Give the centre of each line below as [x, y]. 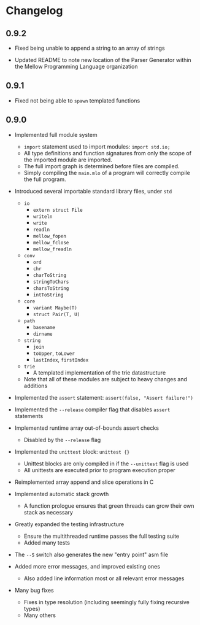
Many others [40, 615]
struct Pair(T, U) [56, 314]
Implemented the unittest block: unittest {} [72, 451]
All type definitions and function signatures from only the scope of [107, 153]
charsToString [51, 288]
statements [29, 416]
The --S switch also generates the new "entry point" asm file [91, 554]
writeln [43, 216]
